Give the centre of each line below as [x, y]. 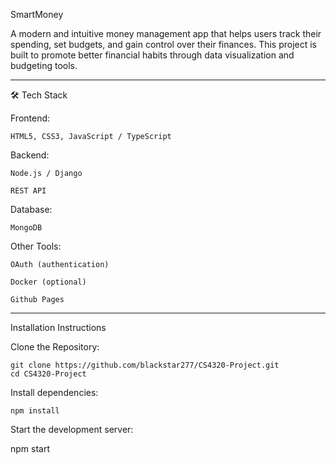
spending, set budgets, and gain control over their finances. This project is [164, 44]
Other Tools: [36, 246]
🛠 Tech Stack [39, 95]
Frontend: [30, 118]
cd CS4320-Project [48, 374]
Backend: [30, 155]
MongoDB [26, 228]
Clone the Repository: [55, 347]
